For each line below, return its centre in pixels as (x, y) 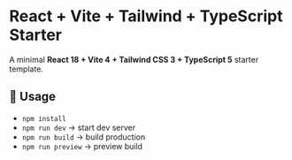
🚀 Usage (32, 97)
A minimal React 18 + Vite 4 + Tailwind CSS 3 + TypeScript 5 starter (134, 59)
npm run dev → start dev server (79, 127)
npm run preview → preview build (82, 146)
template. (27, 69)
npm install (44, 118)
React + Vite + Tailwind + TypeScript (146, 16)
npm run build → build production (84, 137)
